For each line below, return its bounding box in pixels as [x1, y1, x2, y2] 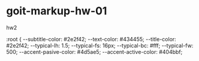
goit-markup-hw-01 [6, 4, 107, 18]
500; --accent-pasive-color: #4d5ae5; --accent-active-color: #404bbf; [6, 48, 183, 55]
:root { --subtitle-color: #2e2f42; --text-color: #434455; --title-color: [6, 35, 177, 42]
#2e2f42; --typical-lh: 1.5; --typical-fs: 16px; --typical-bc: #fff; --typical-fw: [6, 42, 194, 49]
